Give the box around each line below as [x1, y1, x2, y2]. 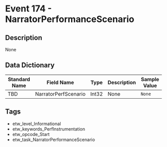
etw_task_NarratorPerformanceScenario [12, 137, 95, 143]
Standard [7, 76, 30, 83]
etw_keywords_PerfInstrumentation [12, 126, 85, 132]
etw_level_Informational [12, 121, 61, 127]
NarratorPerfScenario [35, 90, 86, 97]
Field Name [46, 79, 75, 86]
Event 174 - [5, 3, 52, 14]
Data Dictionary [5, 61, 55, 70]
